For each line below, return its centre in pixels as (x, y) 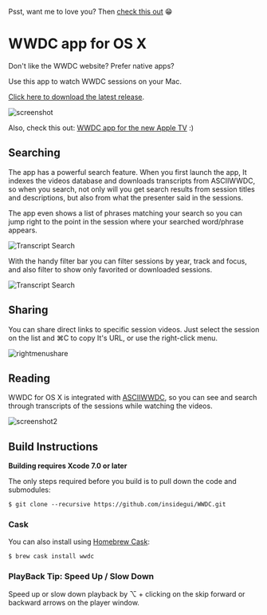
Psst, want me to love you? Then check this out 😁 (90, 12)
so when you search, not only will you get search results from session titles (132, 189)
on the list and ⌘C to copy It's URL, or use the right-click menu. (113, 338)
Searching (35, 153)
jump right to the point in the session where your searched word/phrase (126, 221)
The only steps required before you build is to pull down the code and (122, 482)
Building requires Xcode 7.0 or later (68, 466)
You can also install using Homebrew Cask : (79, 542)
